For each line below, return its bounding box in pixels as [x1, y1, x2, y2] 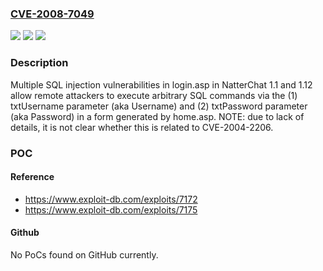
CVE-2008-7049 [10, 7, 95, 21]
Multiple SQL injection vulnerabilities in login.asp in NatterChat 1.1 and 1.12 [10, 78, 313, 91]
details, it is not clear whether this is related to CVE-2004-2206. [10, 121, 274, 133]
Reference [10, 171, 55, 183]
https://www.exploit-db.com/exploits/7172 [24, 193, 198, 205]
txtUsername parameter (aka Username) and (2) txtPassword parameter [10, 100, 308, 112]
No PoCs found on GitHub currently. [10, 248, 159, 261]
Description [10, 56, 69, 70]
